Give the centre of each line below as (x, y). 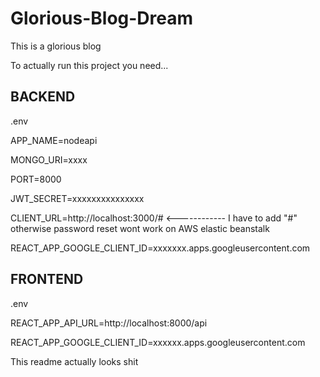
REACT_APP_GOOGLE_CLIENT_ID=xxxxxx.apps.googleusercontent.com (158, 342)
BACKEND (43, 97)
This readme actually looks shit (74, 361)
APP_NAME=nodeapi (54, 140)
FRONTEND (47, 279)
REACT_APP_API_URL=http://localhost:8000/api (109, 323)
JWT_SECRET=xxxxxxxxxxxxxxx (77, 198)
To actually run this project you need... (89, 65)
